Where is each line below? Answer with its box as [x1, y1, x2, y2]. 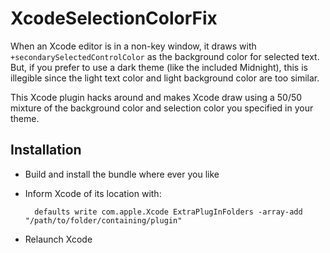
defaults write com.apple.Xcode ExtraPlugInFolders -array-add [34, 207, 303, 217]
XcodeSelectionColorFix [10, 7, 218, 30]
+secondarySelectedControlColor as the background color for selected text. [10, 50, 320, 62]
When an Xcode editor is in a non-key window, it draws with [10, 40, 257, 52]
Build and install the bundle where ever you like [24, 168, 220, 180]
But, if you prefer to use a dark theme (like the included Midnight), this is [10, 61, 308, 73]
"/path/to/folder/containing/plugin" [24, 215, 183, 226]
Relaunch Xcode [24, 233, 93, 245]
